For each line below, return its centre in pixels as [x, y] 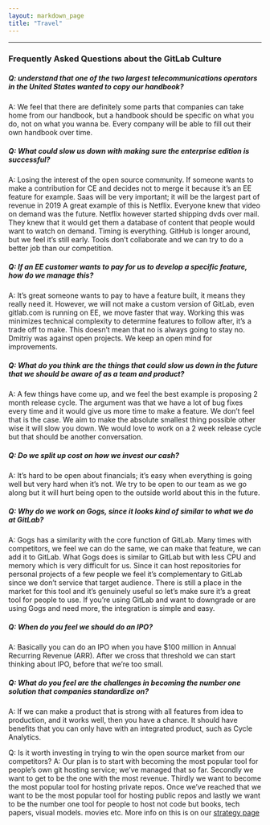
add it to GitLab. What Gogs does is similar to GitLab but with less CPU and [132, 557]
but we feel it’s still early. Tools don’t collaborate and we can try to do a [126, 240]
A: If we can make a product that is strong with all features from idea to [126, 712]
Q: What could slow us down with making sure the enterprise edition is [129, 151]
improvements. [33, 347]
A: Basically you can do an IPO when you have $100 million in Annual [122, 647]
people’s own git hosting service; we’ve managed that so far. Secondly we [131, 770]
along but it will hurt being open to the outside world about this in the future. [134, 493]
